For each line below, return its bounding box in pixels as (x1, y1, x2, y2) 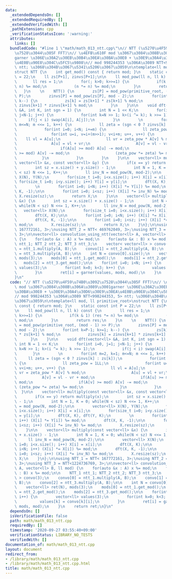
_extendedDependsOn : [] (10, 12, 60, 17)
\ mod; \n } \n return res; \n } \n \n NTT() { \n (14, 318, 166, 323)
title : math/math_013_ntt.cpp (5, 566, 70, 571)
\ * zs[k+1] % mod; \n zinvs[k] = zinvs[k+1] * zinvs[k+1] (14, 332, 166, 337)
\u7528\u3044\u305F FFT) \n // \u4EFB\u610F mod (14, 50, 116, 55)
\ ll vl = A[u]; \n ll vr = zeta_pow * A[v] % (14, 137, 164, 142)
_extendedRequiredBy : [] (10, 17, 63, 22)
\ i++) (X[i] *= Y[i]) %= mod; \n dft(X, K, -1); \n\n (14, 418, 145, 423)
